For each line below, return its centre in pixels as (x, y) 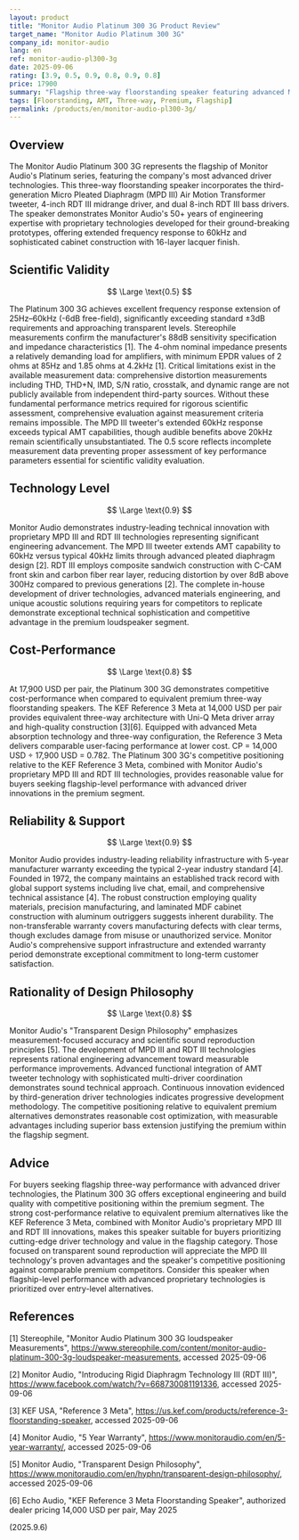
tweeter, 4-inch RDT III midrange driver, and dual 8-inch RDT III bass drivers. (149, 204)
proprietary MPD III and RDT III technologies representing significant (134, 537)
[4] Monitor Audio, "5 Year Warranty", (78, 1437)
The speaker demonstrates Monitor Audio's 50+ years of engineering (137, 214)
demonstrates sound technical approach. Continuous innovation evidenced (147, 1088)
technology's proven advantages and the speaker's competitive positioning (147, 1260)
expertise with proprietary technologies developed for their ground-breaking (149, 223)
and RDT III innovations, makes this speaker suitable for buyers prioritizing (145, 1231)
